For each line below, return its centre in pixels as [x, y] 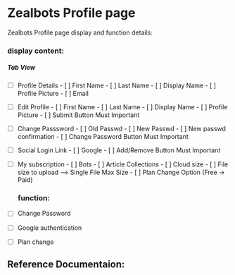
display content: [36, 51]
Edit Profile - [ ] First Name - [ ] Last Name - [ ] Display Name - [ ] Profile [122, 106]
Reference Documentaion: [66, 265]
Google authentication [50, 228]
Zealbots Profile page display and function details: [80, 32]
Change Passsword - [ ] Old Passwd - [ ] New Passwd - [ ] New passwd [122, 128]
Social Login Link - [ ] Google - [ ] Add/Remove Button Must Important [119, 150]
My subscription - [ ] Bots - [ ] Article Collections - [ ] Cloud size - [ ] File [123, 164]
